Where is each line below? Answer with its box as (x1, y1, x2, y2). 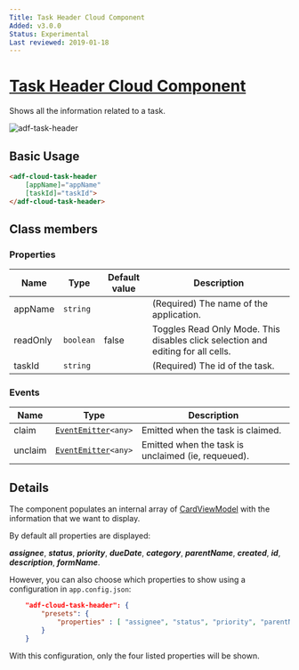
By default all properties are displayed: (9, 530, 151, 541)
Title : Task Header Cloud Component (9, 12, 145, 22)
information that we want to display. (9, 513, 141, 524)
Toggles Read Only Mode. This (152, 323, 280, 335)
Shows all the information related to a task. (9, 106, 166, 117)
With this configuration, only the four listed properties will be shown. (9, 650, 260, 661)
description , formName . (9, 557, 101, 568)
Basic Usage (9, 149, 80, 164)
